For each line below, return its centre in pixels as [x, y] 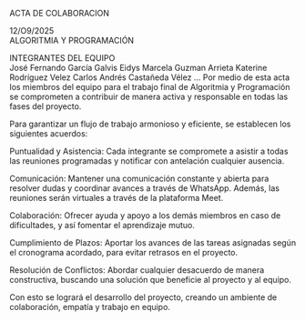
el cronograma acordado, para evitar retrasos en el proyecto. [124, 252]
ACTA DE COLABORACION [60, 13]
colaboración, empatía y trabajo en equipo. [90, 307]
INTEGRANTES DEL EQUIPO [62, 58]
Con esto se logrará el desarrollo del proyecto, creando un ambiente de [143, 297]
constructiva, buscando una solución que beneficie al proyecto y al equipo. [151, 280]
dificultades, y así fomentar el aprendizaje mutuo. [102, 225]
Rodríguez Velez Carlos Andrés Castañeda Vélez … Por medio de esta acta [150, 77]
